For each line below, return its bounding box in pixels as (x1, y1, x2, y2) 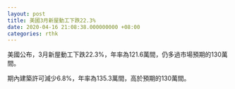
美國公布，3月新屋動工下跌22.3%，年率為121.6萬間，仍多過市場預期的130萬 (7, 50, 228, 59)
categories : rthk (7, 30, 59, 37)
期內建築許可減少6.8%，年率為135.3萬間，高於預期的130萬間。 (7, 74, 191, 83)
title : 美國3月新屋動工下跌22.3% (7, 17, 97, 24)
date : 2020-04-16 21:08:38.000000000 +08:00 (7, 23, 140, 30)
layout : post (7, 10, 46, 18)
